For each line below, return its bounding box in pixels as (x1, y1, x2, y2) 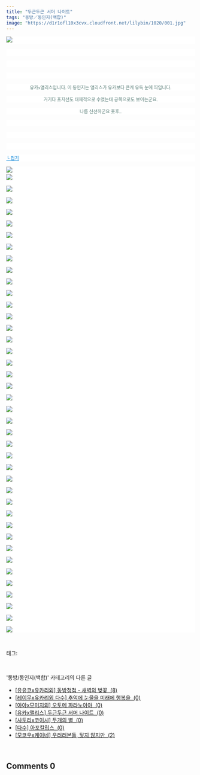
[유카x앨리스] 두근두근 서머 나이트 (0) (14, 709, 104, 716)
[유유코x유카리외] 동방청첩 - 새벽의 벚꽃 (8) (14, 686, 118, 694)
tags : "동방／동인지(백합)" (6, 14, 67, 20)
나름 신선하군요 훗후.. (80, 109, 122, 115)
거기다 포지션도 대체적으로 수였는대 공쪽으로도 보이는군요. (43, 97, 158, 103)
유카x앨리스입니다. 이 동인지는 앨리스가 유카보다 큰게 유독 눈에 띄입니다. (29, 85, 172, 91)
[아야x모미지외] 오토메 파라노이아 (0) (14, 701, 103, 709)
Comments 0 (6, 761, 56, 771)
